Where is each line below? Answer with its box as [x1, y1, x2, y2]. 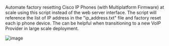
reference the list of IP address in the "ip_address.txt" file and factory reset [5, 15, 161, 20]
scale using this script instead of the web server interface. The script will [5, 9, 157, 15]
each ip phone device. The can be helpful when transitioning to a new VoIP [5, 20, 161, 26]
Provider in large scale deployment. [5, 25, 79, 31]
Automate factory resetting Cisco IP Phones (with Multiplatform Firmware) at [5, 4, 164, 10]
